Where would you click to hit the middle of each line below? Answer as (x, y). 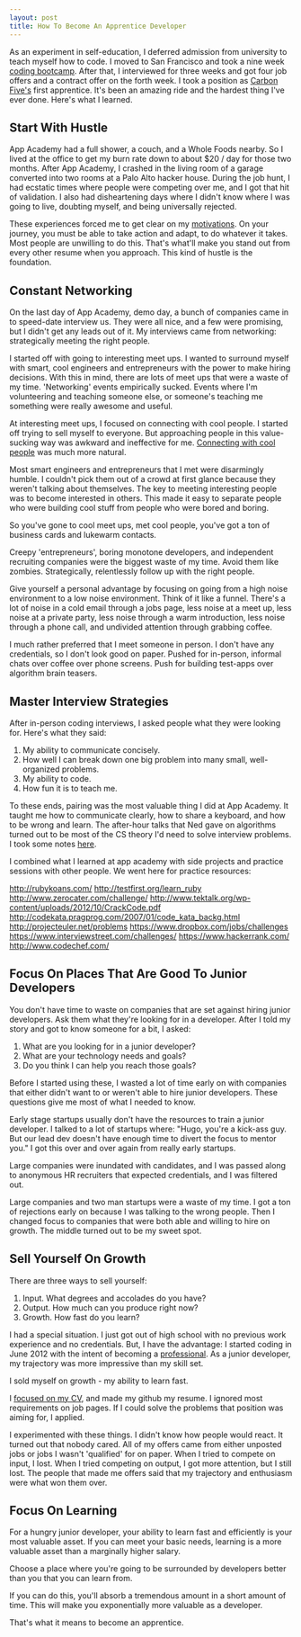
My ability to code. (57, 778)
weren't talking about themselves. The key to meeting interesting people (143, 489)
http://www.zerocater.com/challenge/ (79, 898)
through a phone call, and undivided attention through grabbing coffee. (141, 627)
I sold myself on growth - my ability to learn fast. (99, 1381)
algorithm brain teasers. (53, 673)
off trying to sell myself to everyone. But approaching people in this (134, 434)
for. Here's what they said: (58, 732)
